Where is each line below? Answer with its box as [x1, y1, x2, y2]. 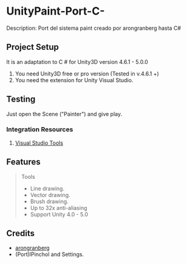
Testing [6, 94, 36, 105]
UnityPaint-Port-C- [6, 4, 105, 18]
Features [6, 157, 41, 167]
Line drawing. [30, 184, 65, 192]
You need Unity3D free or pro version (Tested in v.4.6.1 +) [15, 70, 159, 77]
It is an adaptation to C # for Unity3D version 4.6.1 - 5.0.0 [6, 58, 149, 65]
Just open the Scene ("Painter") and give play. [6, 110, 123, 117]
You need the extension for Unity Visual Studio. [15, 76, 134, 83]
